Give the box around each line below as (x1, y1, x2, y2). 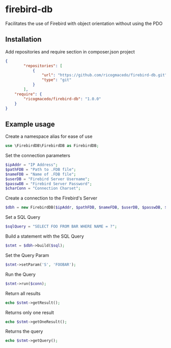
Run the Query (5, 271, 36, 277)
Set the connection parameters (5, 153, 70, 159)
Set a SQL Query (5, 214, 41, 220)
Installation (5, 35, 42, 44)
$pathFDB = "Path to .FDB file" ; (5, 167, 76, 172)
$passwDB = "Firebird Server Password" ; (5, 181, 93, 186)
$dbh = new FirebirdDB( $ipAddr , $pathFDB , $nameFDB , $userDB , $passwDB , (5, 205, 163, 210)
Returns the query (5, 328, 43, 334)
